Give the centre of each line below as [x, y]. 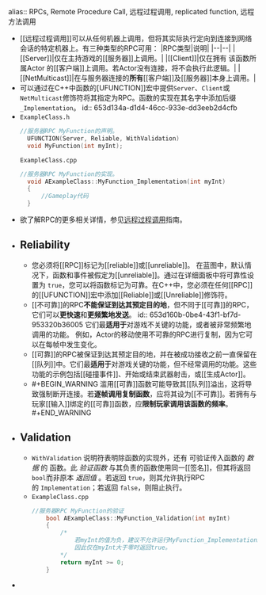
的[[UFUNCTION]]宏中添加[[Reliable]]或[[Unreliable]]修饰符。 [131, 295]
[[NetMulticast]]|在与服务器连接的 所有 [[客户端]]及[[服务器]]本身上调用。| [138, 78]
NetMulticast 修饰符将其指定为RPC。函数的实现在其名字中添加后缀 [127, 98]
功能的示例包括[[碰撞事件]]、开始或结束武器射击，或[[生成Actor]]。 [141, 374]
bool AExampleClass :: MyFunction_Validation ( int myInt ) [139, 518]
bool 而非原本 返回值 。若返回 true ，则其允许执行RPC [118, 477]
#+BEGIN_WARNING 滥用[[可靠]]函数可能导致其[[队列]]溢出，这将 [138, 383]
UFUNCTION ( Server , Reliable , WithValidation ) [104, 138]
